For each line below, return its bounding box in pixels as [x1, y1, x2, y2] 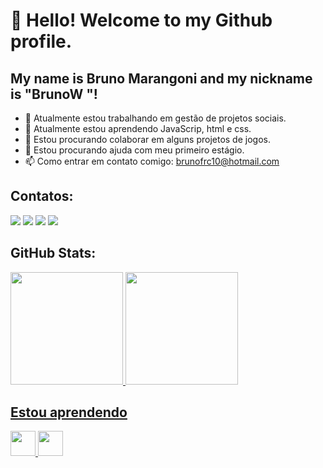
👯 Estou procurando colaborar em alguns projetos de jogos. [24, 134, 271, 145]
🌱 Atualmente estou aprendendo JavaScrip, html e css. [24, 123, 252, 134]
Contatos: [10, 188, 74, 205]
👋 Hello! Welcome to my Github [10, 9, 273, 32]
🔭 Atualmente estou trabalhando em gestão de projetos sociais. [24, 112, 287, 124]
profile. [10, 30, 73, 53]
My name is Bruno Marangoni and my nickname [10, 70, 313, 87]
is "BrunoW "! [10, 85, 98, 103]
